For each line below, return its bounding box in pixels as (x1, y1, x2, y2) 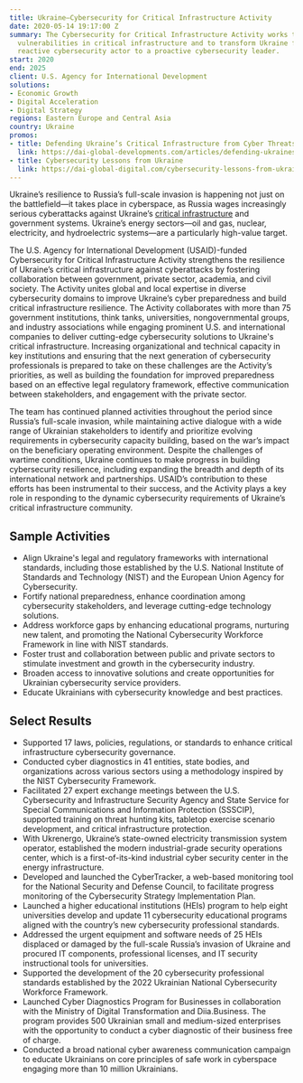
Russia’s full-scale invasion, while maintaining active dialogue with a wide (9, 416, 282, 427)
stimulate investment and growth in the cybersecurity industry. (22, 658, 255, 669)
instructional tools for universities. (22, 958, 149, 968)
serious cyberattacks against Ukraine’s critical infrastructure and (9, 209, 250, 219)
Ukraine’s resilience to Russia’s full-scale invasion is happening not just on (9, 189, 285, 200)
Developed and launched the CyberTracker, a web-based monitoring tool (22, 872, 294, 882)
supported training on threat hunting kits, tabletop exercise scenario (22, 814, 275, 825)
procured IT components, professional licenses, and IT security (22, 948, 259, 958)
